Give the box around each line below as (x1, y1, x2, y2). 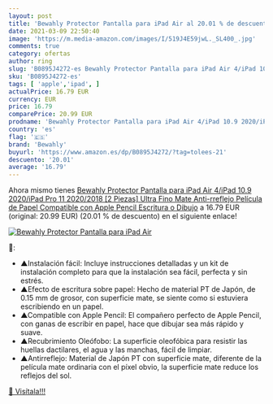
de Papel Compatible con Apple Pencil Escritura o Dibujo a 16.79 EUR (8, 202, 240, 212)
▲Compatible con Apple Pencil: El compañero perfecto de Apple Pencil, (19, 311, 262, 320)
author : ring (8, 58, 53, 66)
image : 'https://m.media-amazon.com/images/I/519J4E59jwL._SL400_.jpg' (8, 34, 256, 43)
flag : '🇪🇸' (8, 132, 49, 141)
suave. (19, 328, 43, 337)
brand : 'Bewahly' (8, 140, 67, 149)
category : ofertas (8, 50, 71, 58)
